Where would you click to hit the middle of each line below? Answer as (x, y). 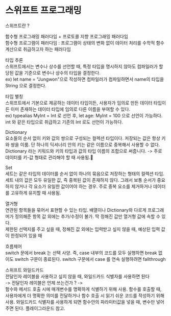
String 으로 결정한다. (26, 85)
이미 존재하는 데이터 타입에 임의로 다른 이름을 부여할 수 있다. (70, 109)
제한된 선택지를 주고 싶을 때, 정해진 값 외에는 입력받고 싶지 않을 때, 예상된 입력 (83, 229)
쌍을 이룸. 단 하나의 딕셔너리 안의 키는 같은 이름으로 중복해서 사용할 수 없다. (85, 144)
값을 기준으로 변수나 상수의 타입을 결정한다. (58, 72)
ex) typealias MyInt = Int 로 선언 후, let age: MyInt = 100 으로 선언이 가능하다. (84, 115)
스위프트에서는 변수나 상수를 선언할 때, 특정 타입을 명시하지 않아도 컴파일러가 (82, 66)
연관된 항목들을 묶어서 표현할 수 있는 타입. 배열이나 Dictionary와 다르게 (76, 210)
